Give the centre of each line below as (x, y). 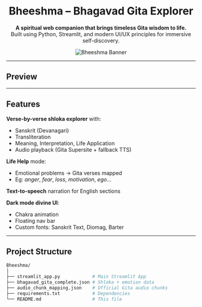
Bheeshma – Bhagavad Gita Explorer (101, 11)
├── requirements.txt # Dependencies (68, 293)
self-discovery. (101, 40)
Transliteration (33, 137)
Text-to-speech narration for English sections (63, 191)
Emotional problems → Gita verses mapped (68, 173)
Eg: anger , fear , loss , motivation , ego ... (63, 179)
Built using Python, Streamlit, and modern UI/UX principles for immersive (101, 34)
